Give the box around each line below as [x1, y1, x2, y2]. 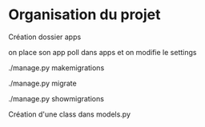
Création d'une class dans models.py [8, 109, 131, 119]
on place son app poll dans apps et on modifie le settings [8, 47, 197, 57]
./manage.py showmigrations [8, 93, 104, 103]
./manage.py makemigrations [8, 62, 105, 73]
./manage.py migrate [8, 78, 78, 88]
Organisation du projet [8, 6, 162, 24]
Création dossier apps [8, 32, 82, 42]
